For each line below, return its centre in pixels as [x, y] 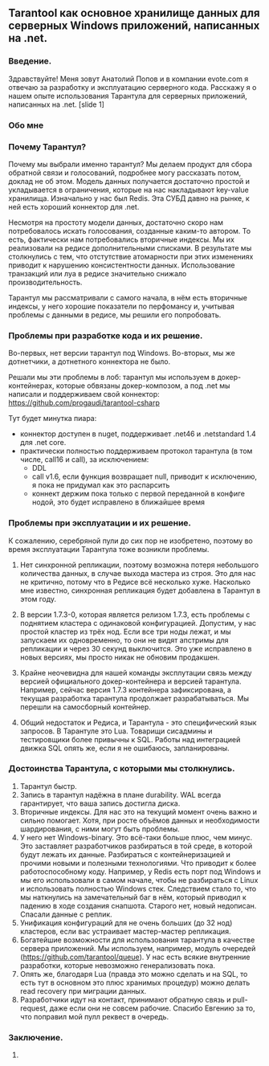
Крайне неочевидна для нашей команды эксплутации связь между [136, 672]
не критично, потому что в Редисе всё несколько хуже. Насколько [135, 582]
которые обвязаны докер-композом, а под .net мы [143, 386]
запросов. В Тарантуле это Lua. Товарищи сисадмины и [116, 731]
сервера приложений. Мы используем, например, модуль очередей [138, 948]
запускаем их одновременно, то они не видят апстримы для [124, 640]
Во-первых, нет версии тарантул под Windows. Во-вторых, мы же [122, 353]
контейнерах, [31, 386]
